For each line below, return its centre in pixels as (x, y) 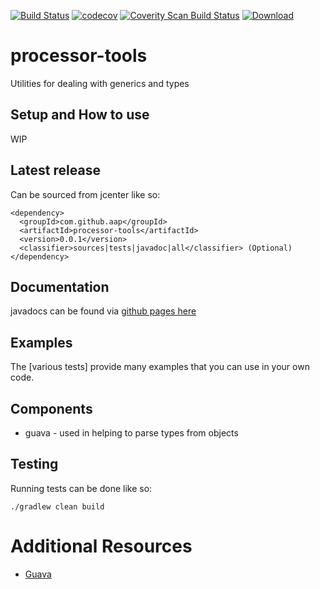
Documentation (60, 286)
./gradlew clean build (57, 506)
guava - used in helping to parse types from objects (131, 433)
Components (51, 408)
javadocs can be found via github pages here (103, 311)
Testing (34, 464)
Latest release (55, 170)
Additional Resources (101, 546)
